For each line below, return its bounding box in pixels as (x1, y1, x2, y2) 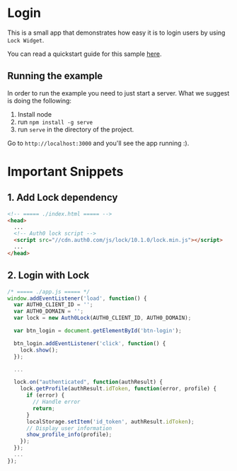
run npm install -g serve (17, 117, 93, 126)
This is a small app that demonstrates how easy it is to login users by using (7, 28, 226, 37)
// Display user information (25, 424, 112, 432)
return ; (33, 405, 55, 412)
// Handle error (33, 398, 81, 406)
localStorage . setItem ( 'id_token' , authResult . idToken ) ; (25, 418, 195, 425)
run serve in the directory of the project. (17, 125, 134, 134)
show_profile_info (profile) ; (25, 431, 112, 438)
